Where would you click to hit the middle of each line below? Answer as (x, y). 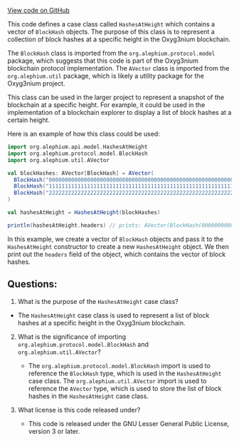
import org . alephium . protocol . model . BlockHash (78, 153)
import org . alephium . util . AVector (59, 160)
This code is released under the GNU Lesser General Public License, (129, 423)
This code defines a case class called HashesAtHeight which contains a (111, 24)
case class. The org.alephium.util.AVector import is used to (117, 380)
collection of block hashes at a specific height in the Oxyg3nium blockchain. (119, 39)
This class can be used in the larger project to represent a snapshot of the (116, 97)
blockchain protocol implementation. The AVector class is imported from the (118, 68)
